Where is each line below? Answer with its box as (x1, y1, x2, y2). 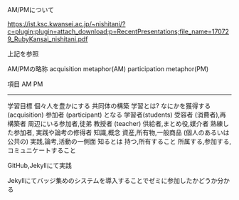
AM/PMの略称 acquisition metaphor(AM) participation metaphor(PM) (7, 65, 209, 73)
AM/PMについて (7, 6, 55, 14)
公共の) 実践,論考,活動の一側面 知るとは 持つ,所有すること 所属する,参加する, (7, 137, 232, 145)
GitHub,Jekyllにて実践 (7, 162, 73, 169)
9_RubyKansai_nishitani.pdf (7, 35, 88, 43)
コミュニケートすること (7, 146, 76, 154)
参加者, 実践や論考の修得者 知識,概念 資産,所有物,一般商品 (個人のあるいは (13, 128, 230, 137)
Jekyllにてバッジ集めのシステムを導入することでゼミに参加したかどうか (7, 177, 218, 184)
